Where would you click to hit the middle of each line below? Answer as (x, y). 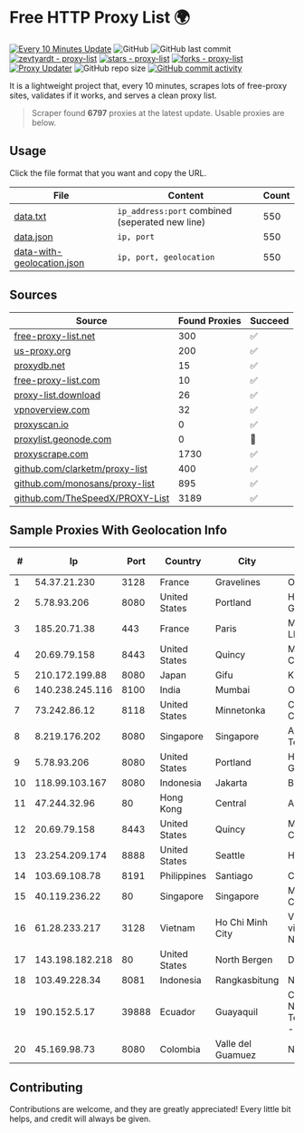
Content (186, 195)
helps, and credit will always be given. (80, 1119)
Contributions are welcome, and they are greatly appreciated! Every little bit (150, 1109)
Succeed (270, 320)
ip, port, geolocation (166, 257)
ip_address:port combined (175, 210)
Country (183, 562)
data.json (33, 237)
